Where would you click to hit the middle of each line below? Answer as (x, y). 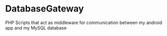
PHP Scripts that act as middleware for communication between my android (84, 22)
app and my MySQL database (36, 27)
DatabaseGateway (45, 9)
